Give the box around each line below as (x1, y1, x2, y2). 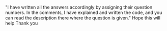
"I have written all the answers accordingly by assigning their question (5, 4, 153, 10)
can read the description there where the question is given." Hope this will (5, 15, 160, 20)
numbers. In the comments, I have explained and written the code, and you (5, 9, 162, 15)
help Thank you (5, 20, 38, 26)
